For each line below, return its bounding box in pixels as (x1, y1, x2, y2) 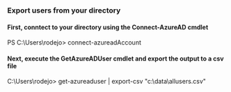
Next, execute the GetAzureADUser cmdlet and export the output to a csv (7, 54, 224, 63)
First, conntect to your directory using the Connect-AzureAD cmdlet (7, 23, 209, 31)
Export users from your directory (7, 6, 121, 15)
